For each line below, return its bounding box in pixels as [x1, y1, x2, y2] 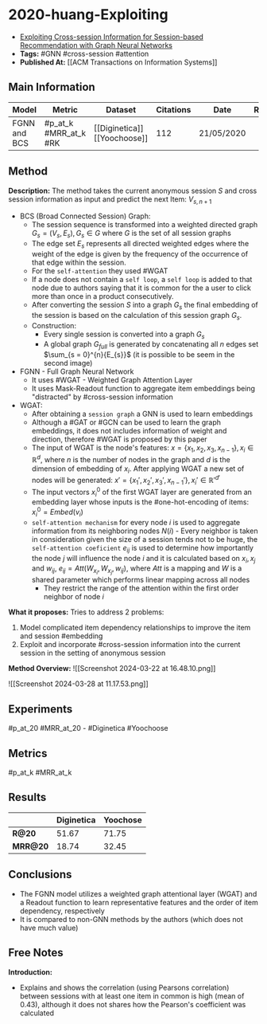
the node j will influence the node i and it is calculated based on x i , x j [31, 553, 256, 565]
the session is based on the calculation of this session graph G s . [31, 310, 242, 322]
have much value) [19, 923, 79, 932]
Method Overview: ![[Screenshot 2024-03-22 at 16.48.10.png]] [8, 664, 216, 673]
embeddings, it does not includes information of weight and [31, 426, 227, 436]
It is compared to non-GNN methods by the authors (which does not [19, 914, 244, 924]
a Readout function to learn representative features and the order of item [19, 897, 258, 907]
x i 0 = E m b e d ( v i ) [31, 506, 83, 519]
